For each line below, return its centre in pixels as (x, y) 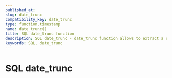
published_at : (20, 10)
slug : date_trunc (24, 15)
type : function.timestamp (33, 24)
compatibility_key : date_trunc (39, 19)
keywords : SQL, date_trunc (34, 43)
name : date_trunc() (26, 29)
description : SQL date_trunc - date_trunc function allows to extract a (84, 39)
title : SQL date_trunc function (40, 34)
